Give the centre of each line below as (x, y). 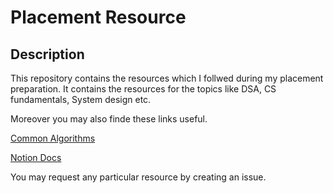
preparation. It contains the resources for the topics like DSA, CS (143, 89)
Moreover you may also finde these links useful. (109, 119)
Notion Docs (36, 157)
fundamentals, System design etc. (81, 99)
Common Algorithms (53, 138)
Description (47, 54)
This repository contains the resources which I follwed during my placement (167, 78)
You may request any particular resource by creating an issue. (138, 177)
